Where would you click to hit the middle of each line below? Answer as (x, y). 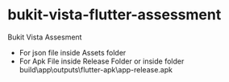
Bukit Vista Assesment (45, 37)
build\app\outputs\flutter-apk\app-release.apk (96, 69)
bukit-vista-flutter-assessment (114, 15)
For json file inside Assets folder (73, 52)
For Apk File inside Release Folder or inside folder (102, 61)
